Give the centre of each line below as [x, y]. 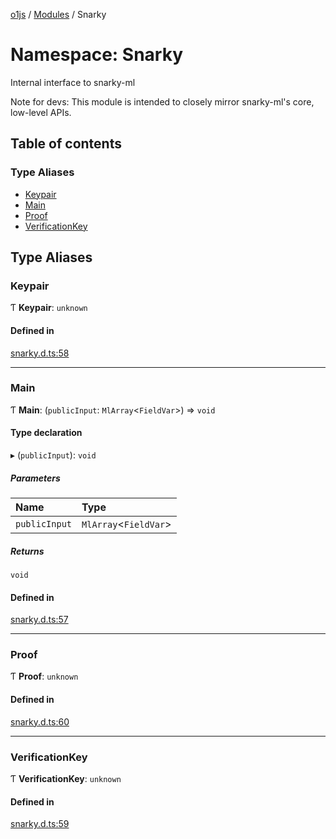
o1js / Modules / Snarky [58, 14]
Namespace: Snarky [97, 55]
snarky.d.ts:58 [40, 353]
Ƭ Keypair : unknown [49, 308]
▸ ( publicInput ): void [53, 455]
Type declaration [46, 433]
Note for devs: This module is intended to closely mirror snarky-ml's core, [162, 101]
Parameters [35, 478]
